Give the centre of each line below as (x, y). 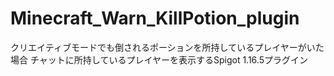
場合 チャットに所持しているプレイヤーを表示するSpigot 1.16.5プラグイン (159, 59)
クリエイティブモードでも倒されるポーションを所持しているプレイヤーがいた (167, 47)
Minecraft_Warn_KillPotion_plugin (155, 18)
